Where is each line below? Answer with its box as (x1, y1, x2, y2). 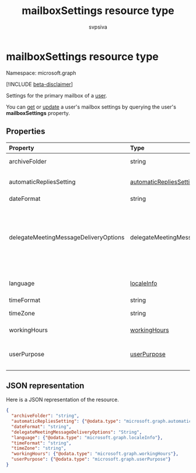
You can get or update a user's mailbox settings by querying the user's (6, 103, 177, 110)
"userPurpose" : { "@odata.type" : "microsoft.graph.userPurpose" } (11, 457, 171, 462)
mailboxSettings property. (6, 109, 70, 116)
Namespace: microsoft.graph (6, 69, 76, 76)
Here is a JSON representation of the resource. (6, 396, 120, 404)
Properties (6, 127, 45, 137)
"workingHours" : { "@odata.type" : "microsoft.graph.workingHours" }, (11, 451, 179, 457)
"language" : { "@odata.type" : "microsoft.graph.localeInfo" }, (11, 434, 163, 440)
